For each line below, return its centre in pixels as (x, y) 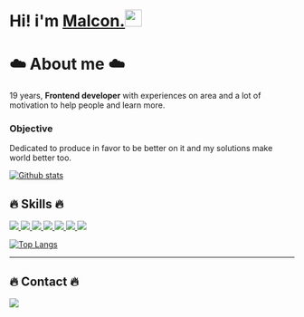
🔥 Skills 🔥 (37, 204)
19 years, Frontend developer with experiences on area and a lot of (135, 96)
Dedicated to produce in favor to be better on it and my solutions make (141, 149)
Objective (31, 129)
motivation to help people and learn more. (87, 105)
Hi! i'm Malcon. (67, 21)
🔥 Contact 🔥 (44, 281)
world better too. (41, 158)
